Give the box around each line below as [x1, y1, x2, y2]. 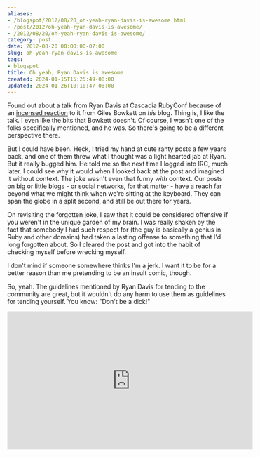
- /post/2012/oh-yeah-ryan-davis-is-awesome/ [7, 23, 142, 30]
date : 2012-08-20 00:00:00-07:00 [7, 43, 105, 50]
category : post [7, 37, 52, 44]
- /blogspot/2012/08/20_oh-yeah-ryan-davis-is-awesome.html [7, 17, 187, 24]
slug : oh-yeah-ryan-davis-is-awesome [7, 50, 118, 57]
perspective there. [7, 131, 61, 140]
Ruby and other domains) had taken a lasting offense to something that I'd [7, 233, 221, 241]
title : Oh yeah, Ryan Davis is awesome [7, 69, 124, 76]
